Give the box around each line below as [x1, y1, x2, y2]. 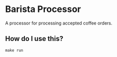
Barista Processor [5, 3, 81, 15]
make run [5, 47, 23, 53]
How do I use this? [5, 34, 63, 43]
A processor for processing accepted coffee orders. [5, 20, 112, 26]
